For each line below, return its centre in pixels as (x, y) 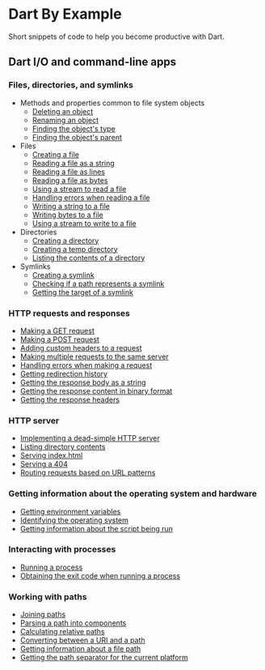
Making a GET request (57, 331)
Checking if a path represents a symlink (98, 284)
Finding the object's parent (77, 137)
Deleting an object (63, 111)
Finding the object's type (74, 128)
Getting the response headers (69, 399)
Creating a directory (65, 241)
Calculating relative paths (62, 632)
